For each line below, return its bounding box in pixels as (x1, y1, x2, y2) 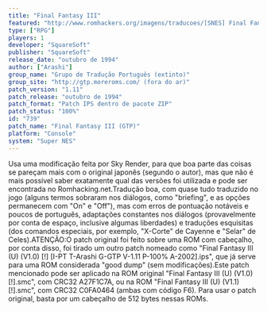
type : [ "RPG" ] (8, 26, 56, 34)
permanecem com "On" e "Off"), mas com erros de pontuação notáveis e (8, 201, 249, 210)
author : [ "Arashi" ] (8, 63, 73, 71)
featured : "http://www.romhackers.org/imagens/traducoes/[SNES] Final (8, 19, 247, 27)
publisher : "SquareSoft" (8, 48, 91, 56)
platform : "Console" (8, 129, 77, 137)
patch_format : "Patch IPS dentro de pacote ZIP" (8, 100, 172, 108)
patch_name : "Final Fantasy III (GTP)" (8, 122, 141, 130)
